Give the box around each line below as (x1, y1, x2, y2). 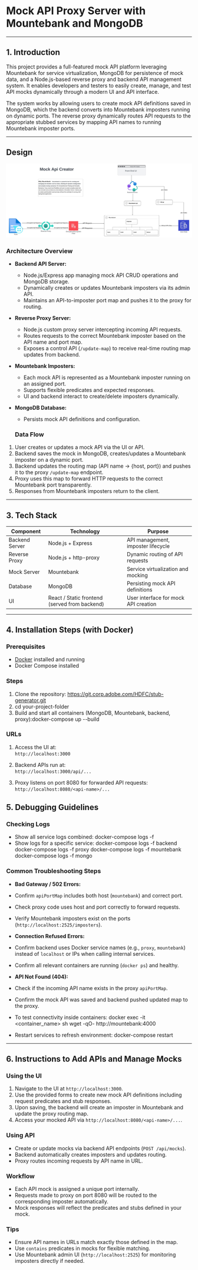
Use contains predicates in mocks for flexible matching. (14, 1245, 150, 1252)
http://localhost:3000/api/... (14, 769, 92, 775)
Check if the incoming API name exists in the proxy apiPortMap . (14, 984, 168, 991)
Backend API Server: (14, 260, 67, 267)
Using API (6, 1131, 35, 1140)
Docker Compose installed (14, 662, 80, 670)
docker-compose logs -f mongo (14, 852, 93, 860)
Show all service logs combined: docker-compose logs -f (14, 834, 154, 841)
